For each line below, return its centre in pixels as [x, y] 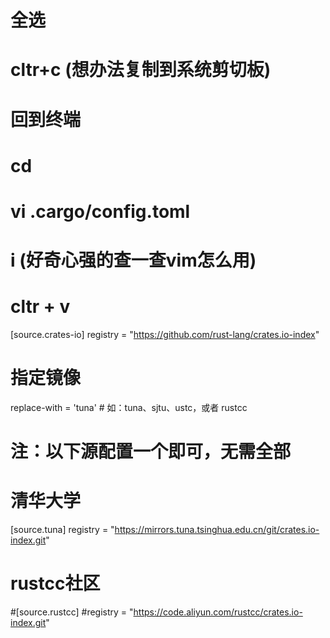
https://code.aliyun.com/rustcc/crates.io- [218, 612]
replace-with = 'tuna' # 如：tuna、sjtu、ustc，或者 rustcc [129, 407]
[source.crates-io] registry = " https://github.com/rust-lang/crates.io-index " [165, 335]
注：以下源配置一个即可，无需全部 [151, 452]
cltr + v [40, 307]
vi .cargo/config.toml [100, 211]
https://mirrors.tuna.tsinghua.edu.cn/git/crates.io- [217, 530]
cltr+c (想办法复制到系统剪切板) [141, 70]
